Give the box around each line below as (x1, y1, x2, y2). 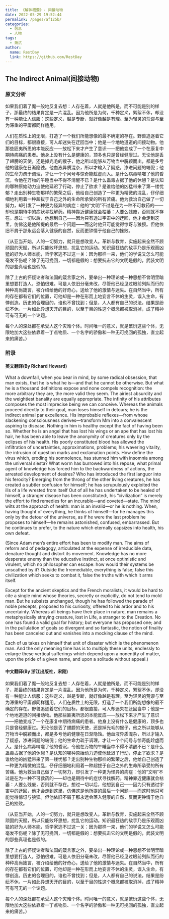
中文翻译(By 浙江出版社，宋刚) (5, 668, 68, 674)
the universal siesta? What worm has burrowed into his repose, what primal (5, 460, 161, 466)
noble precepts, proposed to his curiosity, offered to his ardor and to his (5, 603, 154, 609)
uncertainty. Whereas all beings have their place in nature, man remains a (5, 609, 157, 615)
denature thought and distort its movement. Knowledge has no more (5, 551, 147, 557)
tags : (5, 36, 17, 41)
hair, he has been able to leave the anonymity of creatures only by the (5, 433, 150, 440)
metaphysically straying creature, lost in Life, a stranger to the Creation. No (5, 614, 161, 620)
